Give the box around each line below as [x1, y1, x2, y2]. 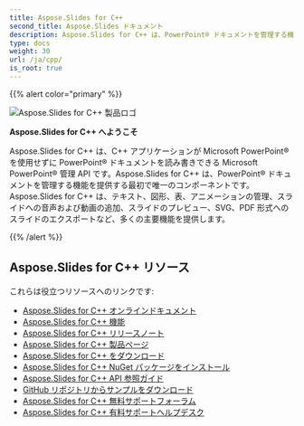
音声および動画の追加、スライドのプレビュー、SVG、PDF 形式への [40, 202, 290, 213]
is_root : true [9, 64, 63, 73]
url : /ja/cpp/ [9, 55, 63, 64]
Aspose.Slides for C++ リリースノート [22, 327, 165, 338]
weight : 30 [9, 47, 51, 56]
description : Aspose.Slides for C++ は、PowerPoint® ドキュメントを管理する [9, 30, 288, 39]
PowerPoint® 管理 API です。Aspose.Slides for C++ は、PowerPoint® [9, 168, 266, 179]
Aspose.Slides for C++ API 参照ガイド [22, 373, 165, 383]
